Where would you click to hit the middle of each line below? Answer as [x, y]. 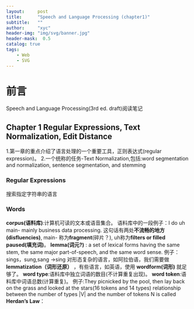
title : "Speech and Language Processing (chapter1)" [78, 17]
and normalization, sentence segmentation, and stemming [76, 165]
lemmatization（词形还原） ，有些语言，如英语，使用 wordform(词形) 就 [94, 266]
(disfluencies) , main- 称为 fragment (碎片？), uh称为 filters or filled [86, 237]
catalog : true [23, 44]
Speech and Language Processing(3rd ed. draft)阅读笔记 [75, 108]
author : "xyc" [28, 28]
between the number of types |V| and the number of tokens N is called [91, 294]
